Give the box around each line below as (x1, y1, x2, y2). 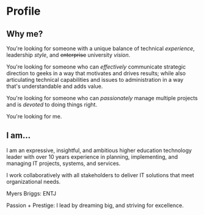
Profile (6, 4, 41, 18)
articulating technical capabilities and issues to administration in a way (6, 76, 184, 83)
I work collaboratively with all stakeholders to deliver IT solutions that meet (6, 171, 194, 178)
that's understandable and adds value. (6, 82, 103, 90)
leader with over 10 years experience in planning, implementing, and (6, 153, 178, 160)
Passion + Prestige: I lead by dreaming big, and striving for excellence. (6, 202, 184, 209)
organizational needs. (6, 178, 61, 185)
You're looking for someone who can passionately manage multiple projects (6, 95, 199, 101)
